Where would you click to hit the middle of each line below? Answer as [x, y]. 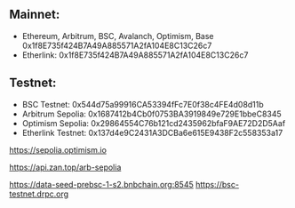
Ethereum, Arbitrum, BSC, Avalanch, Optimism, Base [118, 36]
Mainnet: [35, 15]
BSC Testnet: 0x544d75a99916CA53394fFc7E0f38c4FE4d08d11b [143, 104]
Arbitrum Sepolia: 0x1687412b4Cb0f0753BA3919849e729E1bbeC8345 [151, 114]
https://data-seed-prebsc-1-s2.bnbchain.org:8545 [101, 184]
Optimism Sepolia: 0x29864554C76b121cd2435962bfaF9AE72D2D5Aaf [154, 123]
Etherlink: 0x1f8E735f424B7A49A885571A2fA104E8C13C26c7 [135, 55]
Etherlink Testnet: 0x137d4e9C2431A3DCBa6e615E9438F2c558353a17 [152, 132]
